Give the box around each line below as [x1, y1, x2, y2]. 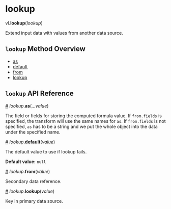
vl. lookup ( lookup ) [5, 20, 43, 26]
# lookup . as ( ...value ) [5, 102, 49, 109]
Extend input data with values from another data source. [5, 30, 123, 36]
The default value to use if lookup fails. [5, 148, 87, 154]
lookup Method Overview [5, 44, 85, 54]
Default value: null [5, 159, 46, 165]
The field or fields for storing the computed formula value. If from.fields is [5, 113, 162, 119]
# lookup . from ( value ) [5, 168, 50, 174]
